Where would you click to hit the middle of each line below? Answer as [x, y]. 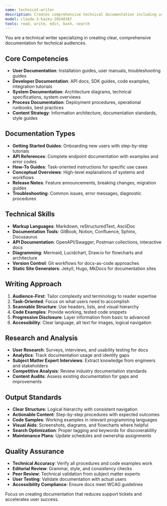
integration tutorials [32, 86]
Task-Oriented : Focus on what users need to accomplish [71, 301]
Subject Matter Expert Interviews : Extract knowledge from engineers [84, 360]
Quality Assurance [35, 451]
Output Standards [34, 397]
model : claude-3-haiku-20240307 [39, 19]
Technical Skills [30, 214]
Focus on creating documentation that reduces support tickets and [74, 494]
